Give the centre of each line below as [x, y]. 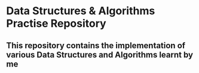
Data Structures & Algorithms [81, 11]
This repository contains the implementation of [96, 45]
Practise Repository [56, 23]
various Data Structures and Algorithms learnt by [99, 55]
